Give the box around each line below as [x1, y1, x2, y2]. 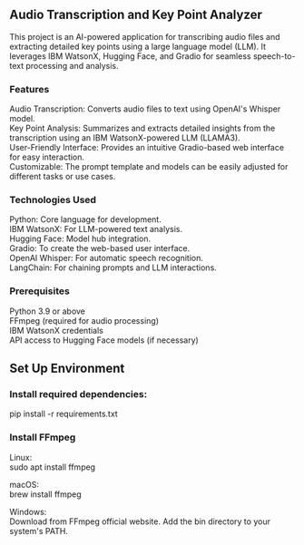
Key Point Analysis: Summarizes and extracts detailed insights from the [9, 122, 276, 134]
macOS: [9, 479, 39, 490]
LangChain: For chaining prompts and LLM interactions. [9, 262, 218, 273]
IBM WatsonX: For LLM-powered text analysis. [9, 224, 183, 235]
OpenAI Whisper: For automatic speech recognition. [9, 253, 204, 264]
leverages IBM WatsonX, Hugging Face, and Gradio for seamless [9, 50, 251, 62]
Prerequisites [9, 285, 70, 297]
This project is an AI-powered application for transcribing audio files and [9, 31, 280, 42]
